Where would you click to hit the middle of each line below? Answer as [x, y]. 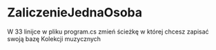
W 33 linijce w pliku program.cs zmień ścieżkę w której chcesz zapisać [108, 32]
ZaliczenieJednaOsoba [75, 13]
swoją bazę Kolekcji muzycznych [54, 38]
